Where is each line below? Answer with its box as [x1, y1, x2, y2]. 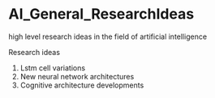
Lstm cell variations [19, 62, 86, 73]
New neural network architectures [19, 71, 135, 81]
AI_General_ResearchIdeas [8, 5, 195, 23]
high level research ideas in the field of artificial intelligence [8, 32, 208, 41]
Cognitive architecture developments [19, 80, 144, 90]
